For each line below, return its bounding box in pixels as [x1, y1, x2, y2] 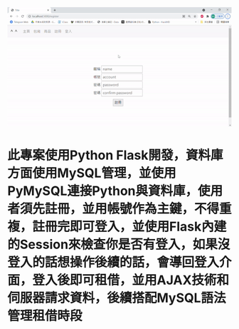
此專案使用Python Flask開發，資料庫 [7, 147, 223, 163]
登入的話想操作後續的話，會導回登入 [7, 254, 220, 270]
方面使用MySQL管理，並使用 [7, 165, 176, 181]
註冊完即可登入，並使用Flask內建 [32, 218, 227, 235]
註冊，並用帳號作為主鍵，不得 [45, 201, 220, 217]
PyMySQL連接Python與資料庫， [7, 183, 198, 199]
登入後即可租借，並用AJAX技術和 [32, 272, 230, 288]
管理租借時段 [7, 308, 83, 324]
